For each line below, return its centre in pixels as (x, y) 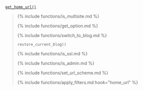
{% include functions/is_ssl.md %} (52, 54)
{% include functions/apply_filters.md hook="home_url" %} (78, 82)
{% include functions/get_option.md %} (58, 26)
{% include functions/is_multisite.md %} (58, 16)
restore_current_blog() (42, 45)
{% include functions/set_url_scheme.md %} (63, 73)
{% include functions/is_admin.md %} (56, 63)
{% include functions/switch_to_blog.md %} (62, 35)
